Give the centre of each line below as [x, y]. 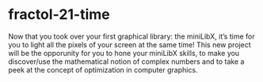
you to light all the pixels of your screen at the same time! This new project [130, 44]
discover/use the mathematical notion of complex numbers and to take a [126, 61]
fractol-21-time [59, 15]
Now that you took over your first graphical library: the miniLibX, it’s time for [131, 36]
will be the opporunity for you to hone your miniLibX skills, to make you [124, 53]
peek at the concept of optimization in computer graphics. [103, 69]
